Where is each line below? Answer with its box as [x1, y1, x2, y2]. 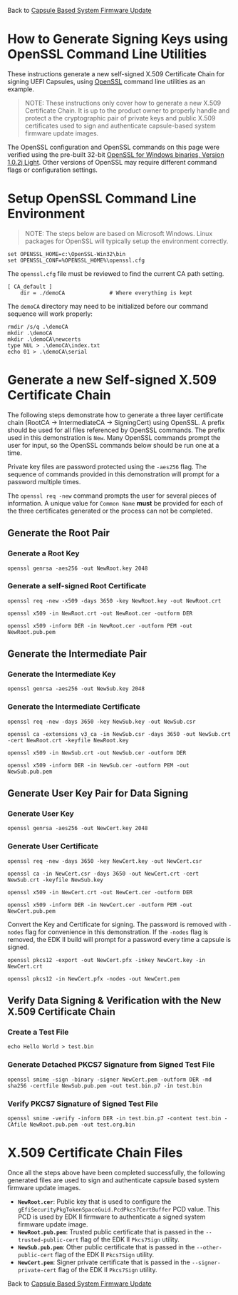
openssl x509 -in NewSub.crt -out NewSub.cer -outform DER [7, 749, 187, 757]
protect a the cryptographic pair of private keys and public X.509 [24, 113, 216, 122]
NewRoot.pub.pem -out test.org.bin [29, 1121, 135, 1129]
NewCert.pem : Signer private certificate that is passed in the [17, 1258, 191, 1266]
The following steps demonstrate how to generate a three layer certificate [7, 410, 224, 419]
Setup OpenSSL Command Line [7, 190, 197, 207]
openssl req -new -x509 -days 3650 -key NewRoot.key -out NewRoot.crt [7, 597, 222, 605]
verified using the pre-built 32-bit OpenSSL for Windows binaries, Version [7, 150, 224, 159]
